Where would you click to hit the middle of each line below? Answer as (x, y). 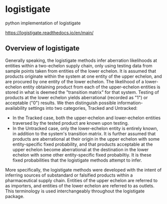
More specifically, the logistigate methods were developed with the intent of (83, 170)
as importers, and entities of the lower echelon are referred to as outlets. (80, 186)
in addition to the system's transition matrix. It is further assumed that (84, 134)
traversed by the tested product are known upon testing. (70, 123)
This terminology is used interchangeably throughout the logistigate (75, 191)
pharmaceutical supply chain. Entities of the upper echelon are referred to (81, 180)
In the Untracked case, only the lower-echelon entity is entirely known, (85, 128)
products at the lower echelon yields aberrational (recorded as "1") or (77, 97)
